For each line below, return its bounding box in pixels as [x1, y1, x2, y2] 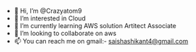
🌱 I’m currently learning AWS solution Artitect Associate [13, 22, 177, 30]
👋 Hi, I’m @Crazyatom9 [13, 7, 83, 15]
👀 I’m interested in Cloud [13, 14, 86, 22]
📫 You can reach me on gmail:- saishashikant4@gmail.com [13, 37, 189, 45]
